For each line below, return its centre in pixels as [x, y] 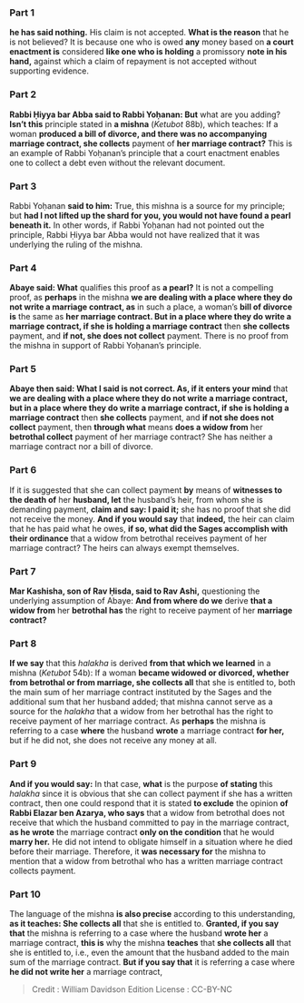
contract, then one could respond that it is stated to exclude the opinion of [149, 803]
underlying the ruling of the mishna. [76, 244]
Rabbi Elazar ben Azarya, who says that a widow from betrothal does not [147, 812]
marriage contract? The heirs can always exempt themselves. [124, 547]
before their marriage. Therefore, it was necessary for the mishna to [137, 851]
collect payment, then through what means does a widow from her [136, 428]
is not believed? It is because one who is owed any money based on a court [152, 42]
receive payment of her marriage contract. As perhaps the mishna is [137, 721]
